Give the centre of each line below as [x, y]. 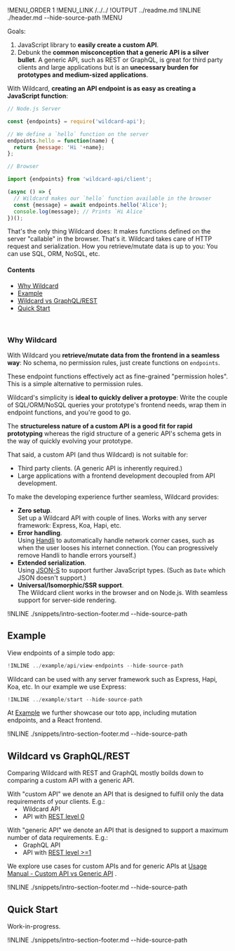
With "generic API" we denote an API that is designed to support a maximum [118, 830]
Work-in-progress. [34, 926]
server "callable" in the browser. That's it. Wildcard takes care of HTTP [110, 239]
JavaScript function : [38, 96]
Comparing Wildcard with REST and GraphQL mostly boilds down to [106, 773]
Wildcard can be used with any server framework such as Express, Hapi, [112, 679]
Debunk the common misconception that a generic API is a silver [113, 52]
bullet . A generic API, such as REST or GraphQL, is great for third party [120, 60]
